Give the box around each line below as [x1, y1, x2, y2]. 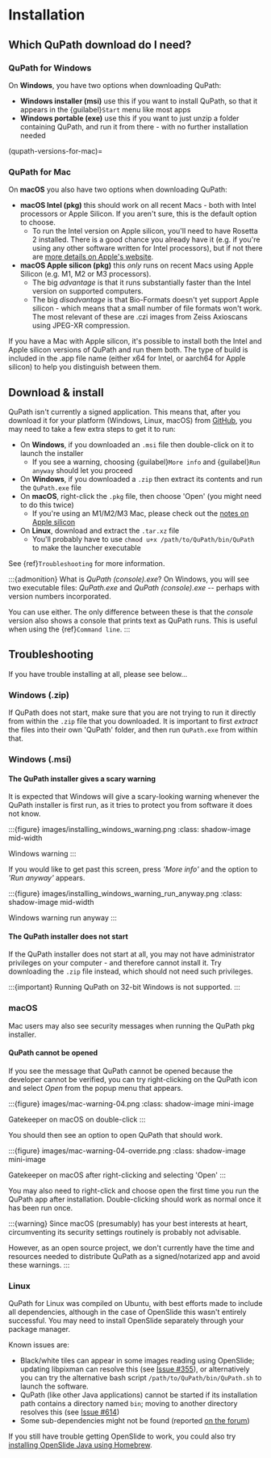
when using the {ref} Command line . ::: [8, 624, 131, 634]
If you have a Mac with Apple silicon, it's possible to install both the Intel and [8, 336, 262, 346]
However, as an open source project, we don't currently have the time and [8, 1243, 255, 1253]
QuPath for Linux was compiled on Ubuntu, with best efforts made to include [8, 1299, 263, 1308]
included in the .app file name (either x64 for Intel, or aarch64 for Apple [8, 353, 246, 363]
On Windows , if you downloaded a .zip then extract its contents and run [19, 474, 263, 484]
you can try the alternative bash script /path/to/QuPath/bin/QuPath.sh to [19, 1373, 262, 1383]
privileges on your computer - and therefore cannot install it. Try [8, 958, 222, 968]
